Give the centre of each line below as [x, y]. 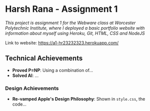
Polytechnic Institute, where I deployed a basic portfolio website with [75, 28]
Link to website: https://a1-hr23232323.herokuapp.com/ [62, 42]
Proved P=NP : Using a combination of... [53, 70]
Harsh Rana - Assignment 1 [61, 9]
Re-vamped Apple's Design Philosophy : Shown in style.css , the [79, 99]
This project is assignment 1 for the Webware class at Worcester [71, 23]
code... [19, 104]
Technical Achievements [44, 58]
